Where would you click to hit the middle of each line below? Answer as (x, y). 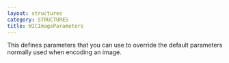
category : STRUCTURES (38, 20)
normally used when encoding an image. (64, 52)
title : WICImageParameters (45, 26)
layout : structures (35, 13)
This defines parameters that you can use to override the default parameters (115, 45)
